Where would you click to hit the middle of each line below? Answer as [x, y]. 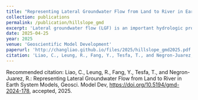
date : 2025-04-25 [27, 34]
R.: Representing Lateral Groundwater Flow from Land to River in [104, 78]
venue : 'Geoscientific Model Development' [59, 45]
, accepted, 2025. [51, 91]
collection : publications [38, 17]
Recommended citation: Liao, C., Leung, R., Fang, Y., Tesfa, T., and [87, 72]
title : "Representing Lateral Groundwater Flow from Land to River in [95, 11]
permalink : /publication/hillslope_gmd [55, 22]
